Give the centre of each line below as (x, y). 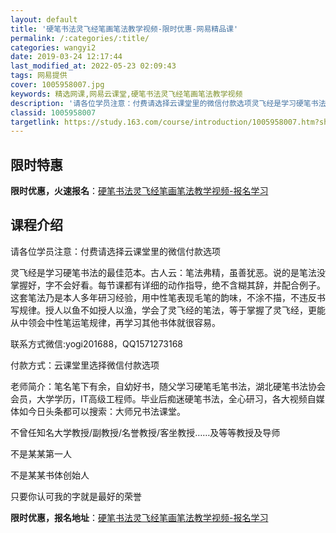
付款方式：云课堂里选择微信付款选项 (85, 365)
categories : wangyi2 (53, 47)
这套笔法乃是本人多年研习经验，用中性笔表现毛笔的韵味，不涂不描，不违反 (163, 297)
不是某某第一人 (41, 453)
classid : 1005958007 (53, 112)
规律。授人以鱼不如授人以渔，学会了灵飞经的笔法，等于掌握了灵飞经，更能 (172, 310)
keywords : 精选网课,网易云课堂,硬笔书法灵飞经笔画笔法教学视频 (126, 94)
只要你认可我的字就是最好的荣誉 (76, 496)
